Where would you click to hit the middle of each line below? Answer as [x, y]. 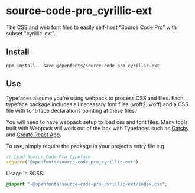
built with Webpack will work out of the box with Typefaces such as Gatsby [97, 128]
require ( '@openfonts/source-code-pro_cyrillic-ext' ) [72, 162]
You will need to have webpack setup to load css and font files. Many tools [97, 122]
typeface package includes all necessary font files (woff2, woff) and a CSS [97, 104]
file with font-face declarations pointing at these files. [71, 110]
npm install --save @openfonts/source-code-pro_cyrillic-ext [83, 66]
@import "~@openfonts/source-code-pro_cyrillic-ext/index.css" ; [87, 184]
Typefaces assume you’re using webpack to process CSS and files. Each [95, 98]
